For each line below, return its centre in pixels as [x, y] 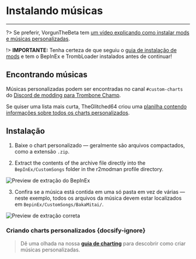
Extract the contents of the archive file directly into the [80, 163]
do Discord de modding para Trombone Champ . [64, 95]
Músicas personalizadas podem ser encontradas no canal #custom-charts [94, 88]
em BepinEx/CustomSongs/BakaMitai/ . [59, 204]
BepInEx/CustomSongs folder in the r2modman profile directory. [89, 169]
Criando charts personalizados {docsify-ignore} [76, 231]
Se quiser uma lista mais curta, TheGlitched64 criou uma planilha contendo [97, 106]
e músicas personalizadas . [38, 39]
